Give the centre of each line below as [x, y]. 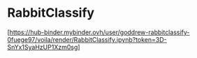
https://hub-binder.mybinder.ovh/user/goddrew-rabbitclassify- [100, 32]
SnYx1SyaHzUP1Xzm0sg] [44, 47]
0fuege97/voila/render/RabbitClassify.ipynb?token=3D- [87, 39]
